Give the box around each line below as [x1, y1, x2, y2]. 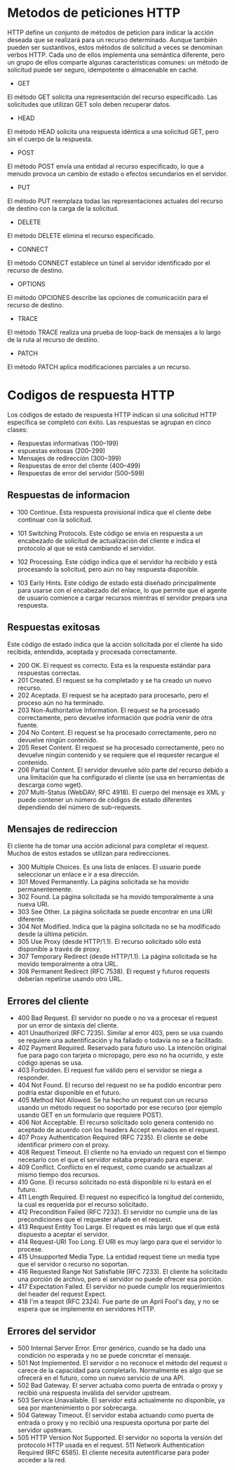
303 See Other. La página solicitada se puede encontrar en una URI [17, 907, 213, 916]
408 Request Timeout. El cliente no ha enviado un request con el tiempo [17, 1148, 227, 1157]
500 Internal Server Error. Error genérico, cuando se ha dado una [17, 1344, 206, 1352]
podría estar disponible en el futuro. [17, 1089, 121, 1097]
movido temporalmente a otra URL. [17, 960, 119, 969]
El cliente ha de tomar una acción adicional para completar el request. [7, 841, 209, 851]
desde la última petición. [17, 930, 89, 938]
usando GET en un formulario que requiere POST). [17, 1111, 163, 1120]
